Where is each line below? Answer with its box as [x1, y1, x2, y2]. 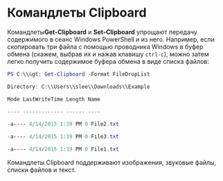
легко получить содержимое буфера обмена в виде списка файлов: [7, 57, 210, 65]
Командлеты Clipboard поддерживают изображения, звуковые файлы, [7, 158, 217, 167]
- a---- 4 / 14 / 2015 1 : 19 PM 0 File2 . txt [7, 121, 119, 128]
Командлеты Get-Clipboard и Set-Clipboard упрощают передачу [7, 28, 197, 36]
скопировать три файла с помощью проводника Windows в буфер [7, 42, 204, 51]
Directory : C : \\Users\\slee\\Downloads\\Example [7, 83, 150, 90]
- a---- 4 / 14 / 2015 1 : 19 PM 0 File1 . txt [7, 146, 119, 153]
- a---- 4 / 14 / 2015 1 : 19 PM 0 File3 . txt [7, 133, 119, 140]
